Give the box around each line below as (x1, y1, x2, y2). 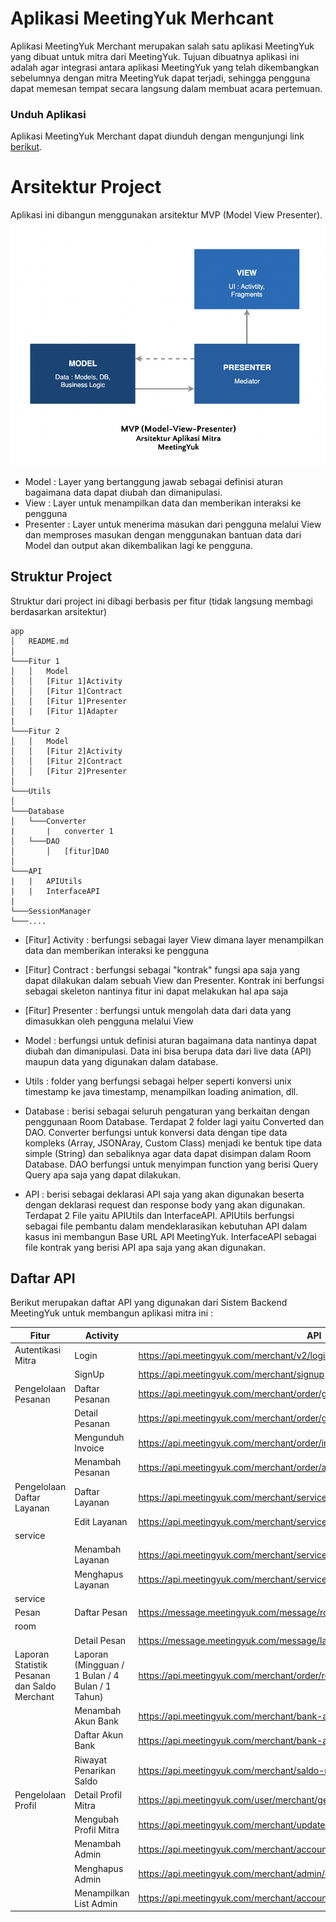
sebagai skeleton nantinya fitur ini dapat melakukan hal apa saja (24, 985, 289, 997)
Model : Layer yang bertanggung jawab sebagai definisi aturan (24, 475, 283, 487)
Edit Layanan (74, 1515, 128, 1527)
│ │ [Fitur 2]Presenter (10, 766, 128, 776)
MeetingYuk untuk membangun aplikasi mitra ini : (10, 1307, 214, 1319)
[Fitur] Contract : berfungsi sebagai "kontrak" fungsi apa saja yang (24, 963, 300, 976)
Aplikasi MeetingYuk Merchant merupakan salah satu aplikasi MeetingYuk (10, 40, 315, 52)
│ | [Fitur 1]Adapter (10, 706, 118, 716)
